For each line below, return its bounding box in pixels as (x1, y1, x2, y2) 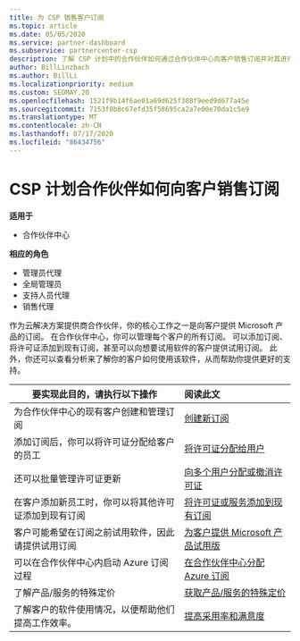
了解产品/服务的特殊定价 (13, 586, 116, 599)
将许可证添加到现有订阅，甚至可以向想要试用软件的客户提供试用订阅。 (9, 342, 268, 353)
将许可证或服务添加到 (184, 495, 274, 508)
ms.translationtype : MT (9, 113, 98, 122)
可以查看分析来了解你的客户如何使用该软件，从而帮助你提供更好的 (39, 353, 283, 364)
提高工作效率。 (13, 616, 78, 628)
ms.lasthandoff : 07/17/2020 (9, 130, 114, 139)
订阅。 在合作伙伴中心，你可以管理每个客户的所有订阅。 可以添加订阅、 (24, 331, 287, 342)
